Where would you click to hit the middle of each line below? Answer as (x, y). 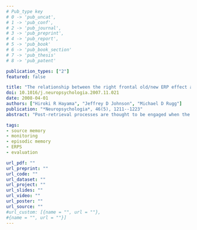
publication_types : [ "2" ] (38, 71)
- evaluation (22, 153)
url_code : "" (22, 174)
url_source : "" (25, 207)
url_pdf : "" (21, 163)
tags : (13, 125)
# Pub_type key (25, 11)
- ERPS (14, 147)
